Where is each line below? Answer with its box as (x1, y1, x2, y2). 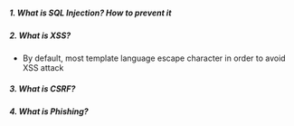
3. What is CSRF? (9, 82, 76, 94)
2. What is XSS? (9, 30, 71, 41)
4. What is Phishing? (9, 106, 89, 117)
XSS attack (22, 63, 64, 73)
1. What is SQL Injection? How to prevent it (9, 7, 172, 18)
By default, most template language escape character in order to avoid (22, 53, 287, 63)
